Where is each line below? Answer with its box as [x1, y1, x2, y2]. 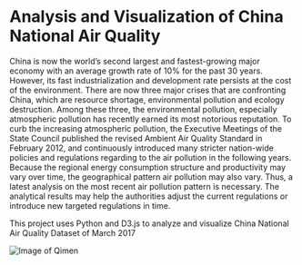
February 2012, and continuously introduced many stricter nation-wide [9, 142, 275, 153]
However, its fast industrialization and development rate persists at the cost [9, 74, 292, 85]
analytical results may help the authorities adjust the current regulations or [9, 191, 288, 201]
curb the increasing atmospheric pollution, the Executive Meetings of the [9, 123, 283, 133]
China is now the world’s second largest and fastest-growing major [9, 55, 261, 66]
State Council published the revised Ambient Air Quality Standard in [9, 132, 263, 143]
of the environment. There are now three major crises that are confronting [9, 84, 287, 95]
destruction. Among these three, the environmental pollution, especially [9, 103, 277, 114]
